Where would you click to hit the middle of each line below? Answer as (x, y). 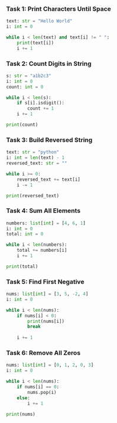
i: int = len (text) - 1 (35, 158)
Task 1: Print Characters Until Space (58, 9)
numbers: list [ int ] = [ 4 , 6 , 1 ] (46, 223)
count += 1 (41, 108)
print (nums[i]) (46, 321)
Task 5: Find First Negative (45, 281)
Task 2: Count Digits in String (49, 63)
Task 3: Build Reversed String (49, 140)
